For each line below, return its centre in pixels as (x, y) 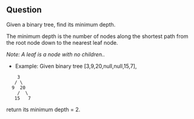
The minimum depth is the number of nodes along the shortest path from (97, 36)
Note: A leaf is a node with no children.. (56, 54)
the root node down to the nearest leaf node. (62, 42)
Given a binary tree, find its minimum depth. (61, 24)
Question (24, 10)
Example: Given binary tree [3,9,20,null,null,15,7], (76, 66)
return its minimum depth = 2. (43, 109)
